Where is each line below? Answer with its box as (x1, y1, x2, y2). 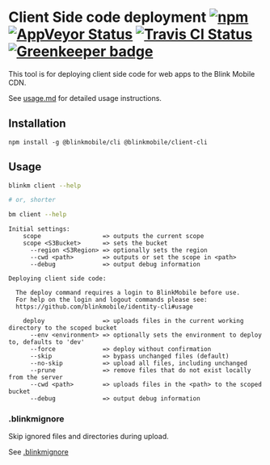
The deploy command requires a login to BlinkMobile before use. (15, 289, 241, 297)
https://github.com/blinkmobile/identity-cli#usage (15, 303, 194, 311)
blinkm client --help (8, 182, 82, 190)
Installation (8, 117, 66, 131)
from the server (8, 374, 63, 382)
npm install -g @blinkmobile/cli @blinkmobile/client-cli (8, 138, 208, 146)
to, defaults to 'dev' (8, 338, 85, 346)
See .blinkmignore (8, 447, 69, 457)
